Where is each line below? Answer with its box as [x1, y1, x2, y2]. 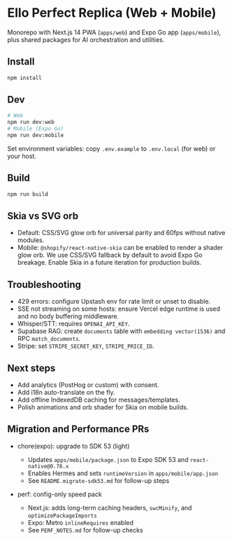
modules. [17, 236, 45, 244]
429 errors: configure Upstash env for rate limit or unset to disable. [17, 297, 211, 306]
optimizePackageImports [27, 512, 98, 519]
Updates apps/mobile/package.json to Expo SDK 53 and [27, 455, 189, 463]
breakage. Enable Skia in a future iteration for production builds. [17, 258, 202, 267]
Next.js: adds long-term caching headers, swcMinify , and [27, 503, 192, 512]
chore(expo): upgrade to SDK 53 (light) [17, 442, 130, 450]
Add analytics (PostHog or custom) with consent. [17, 381, 159, 389]
